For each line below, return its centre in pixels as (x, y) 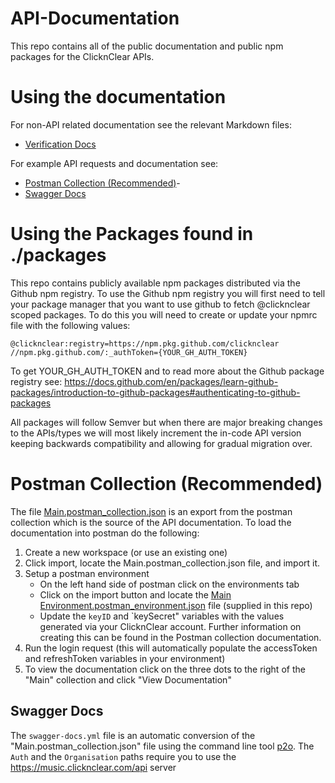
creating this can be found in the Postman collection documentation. (180, 637)
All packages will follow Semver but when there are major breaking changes (166, 422)
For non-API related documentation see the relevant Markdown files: (151, 124)
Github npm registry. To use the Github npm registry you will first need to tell (168, 293)
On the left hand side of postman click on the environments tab (169, 584)
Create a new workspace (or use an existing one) (126, 552)
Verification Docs (60, 144)
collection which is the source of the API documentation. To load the (151, 522)
